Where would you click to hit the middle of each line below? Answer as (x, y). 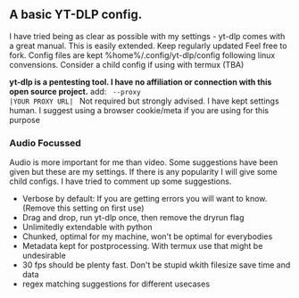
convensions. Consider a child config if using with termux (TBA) (127, 64)
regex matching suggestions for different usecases (116, 284)
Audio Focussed (46, 143)
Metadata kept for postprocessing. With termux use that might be (142, 246)
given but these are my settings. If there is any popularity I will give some (144, 172)
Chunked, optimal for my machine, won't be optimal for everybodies (147, 236)
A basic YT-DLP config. (76, 15)
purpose (25, 120)
